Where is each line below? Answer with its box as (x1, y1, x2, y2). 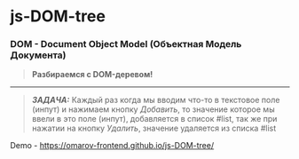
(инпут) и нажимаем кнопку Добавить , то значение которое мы (31, 104, 275, 115)
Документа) (10, 49, 67, 61)
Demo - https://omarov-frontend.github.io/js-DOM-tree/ (10, 140, 215, 151)
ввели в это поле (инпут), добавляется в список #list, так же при (31, 114, 278, 124)
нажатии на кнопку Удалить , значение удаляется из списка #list (31, 123, 277, 134)
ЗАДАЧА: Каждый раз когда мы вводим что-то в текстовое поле (31, 95, 280, 106)
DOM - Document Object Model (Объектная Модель (10, 38, 242, 51)
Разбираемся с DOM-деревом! (31, 69, 153, 80)
